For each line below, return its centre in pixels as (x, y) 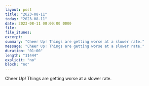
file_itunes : (19, 32)
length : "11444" (22, 55)
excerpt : (14, 37)
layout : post (19, 10)
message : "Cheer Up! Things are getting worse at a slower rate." (75, 46)
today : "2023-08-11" (26, 19)
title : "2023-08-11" (26, 14)
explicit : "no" (21, 60)
